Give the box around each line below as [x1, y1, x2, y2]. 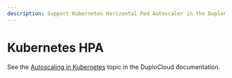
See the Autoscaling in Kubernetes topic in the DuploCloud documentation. [7, 63, 221, 71]
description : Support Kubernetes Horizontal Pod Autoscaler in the [7, 10, 206, 17]
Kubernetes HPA [7, 39, 104, 55]
